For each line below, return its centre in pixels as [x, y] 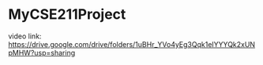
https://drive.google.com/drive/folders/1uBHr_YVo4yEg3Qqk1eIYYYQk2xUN [131, 44]
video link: [25, 36]
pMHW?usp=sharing [42, 52]
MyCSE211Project [67, 14]
